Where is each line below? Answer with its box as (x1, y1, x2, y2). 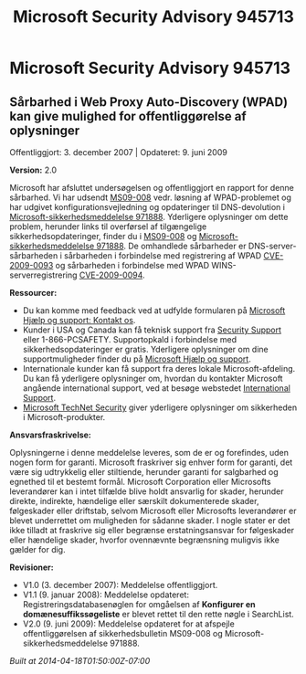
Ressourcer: (9, 288, 58, 298)
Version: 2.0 (9, 164, 58, 175)
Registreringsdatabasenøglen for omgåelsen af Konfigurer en (22, 599, 256, 609)
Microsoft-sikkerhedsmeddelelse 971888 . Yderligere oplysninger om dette (9, 212, 289, 222)
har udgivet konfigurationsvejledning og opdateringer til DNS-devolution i (9, 202, 286, 212)
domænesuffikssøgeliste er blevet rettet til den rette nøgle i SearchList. (22, 609, 294, 619)
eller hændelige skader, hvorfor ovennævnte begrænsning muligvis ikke (9, 534, 280, 545)
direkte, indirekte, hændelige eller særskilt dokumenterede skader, (9, 496, 259, 506)
